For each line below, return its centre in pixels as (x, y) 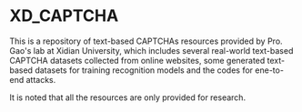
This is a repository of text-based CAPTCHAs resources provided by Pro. (146, 41)
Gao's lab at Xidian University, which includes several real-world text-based (151, 50)
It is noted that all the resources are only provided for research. (128, 97)
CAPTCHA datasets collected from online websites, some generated (137, 60)
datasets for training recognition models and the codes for (144, 70)
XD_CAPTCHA (64, 16)
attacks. (41, 79)
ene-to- (269, 70)
